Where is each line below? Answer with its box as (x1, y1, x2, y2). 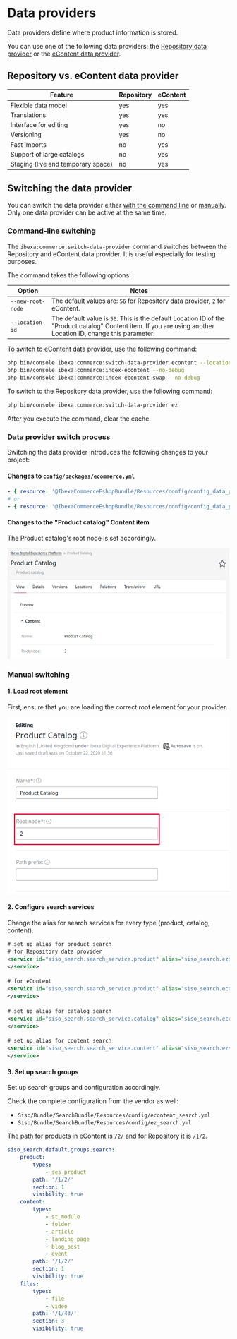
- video (44, 1302, 68, 1310)
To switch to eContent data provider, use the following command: (7, 344, 197, 354)
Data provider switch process (7, 432, 111, 442)
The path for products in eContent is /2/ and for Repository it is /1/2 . (7, 1131, 208, 1141)
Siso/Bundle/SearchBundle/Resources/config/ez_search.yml (17, 1119, 192, 1127)
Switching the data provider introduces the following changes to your (7, 448, 209, 456)
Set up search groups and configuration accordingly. (7, 1083, 161, 1092)
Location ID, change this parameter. (51, 329, 155, 337)
